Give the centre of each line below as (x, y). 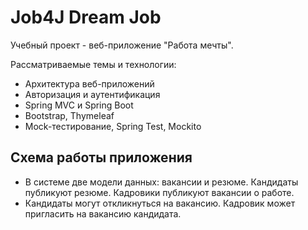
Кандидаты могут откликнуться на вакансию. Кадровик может (160, 203)
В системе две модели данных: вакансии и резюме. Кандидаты (161, 182)
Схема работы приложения (101, 157)
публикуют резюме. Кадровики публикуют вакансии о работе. (159, 192)
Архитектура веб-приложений (89, 83)
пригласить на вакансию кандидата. (103, 213)
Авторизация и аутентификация (92, 94)
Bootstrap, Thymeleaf (69, 115)
